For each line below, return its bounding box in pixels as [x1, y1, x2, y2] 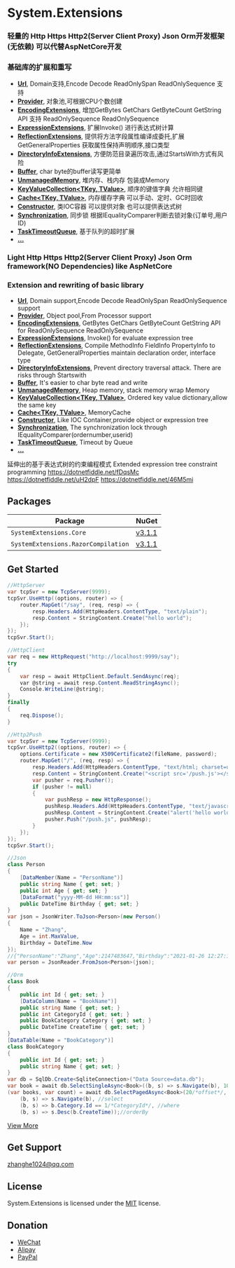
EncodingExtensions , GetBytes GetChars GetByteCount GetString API [17, 318, 221, 327]
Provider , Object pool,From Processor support [17, 311, 152, 320]
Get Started [7, 563, 59, 575]
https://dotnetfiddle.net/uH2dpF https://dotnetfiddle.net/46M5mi [7, 475, 194, 483]
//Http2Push [7, 731, 42, 738]
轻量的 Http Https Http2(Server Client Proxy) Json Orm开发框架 [7, 32, 225, 41]
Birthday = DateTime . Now [20, 939, 92, 946]
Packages [7, 496, 51, 508]
